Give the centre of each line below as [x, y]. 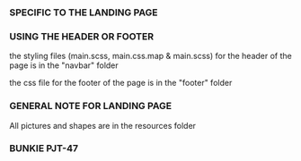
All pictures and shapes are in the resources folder [102, 125]
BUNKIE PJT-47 [44, 148]
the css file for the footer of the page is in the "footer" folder [121, 83]
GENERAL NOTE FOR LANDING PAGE [91, 106]
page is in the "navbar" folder [64, 65]
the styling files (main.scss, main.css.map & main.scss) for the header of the [150, 56]
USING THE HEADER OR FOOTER [82, 36]
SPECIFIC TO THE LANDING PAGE [84, 13]
